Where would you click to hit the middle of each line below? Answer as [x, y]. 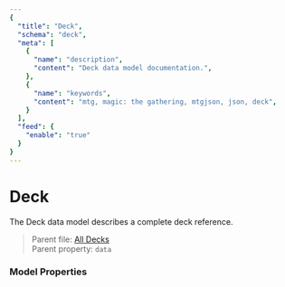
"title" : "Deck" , [50, 26]
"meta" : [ [36, 43]
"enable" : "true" [58, 135]
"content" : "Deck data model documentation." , [123, 69]
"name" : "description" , [78, 60]
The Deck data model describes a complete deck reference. [121, 221]
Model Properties [48, 272]
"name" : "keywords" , [72, 93]
